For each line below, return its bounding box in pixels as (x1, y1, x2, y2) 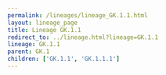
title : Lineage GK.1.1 (7, 26, 81, 34)
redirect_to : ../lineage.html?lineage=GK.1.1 (7, 33, 158, 41)
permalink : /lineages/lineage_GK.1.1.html (7, 11, 148, 20)
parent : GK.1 (7, 48, 50, 55)
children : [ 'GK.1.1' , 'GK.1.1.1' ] (7, 55, 121, 63)
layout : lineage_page (7, 19, 78, 27)
